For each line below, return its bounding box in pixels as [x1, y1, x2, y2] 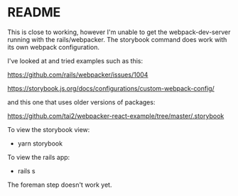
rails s [17, 166, 36, 175]
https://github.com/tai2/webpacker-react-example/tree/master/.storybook [7, 111, 225, 120]
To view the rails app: [7, 153, 70, 161]
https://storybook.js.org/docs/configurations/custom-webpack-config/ [7, 84, 215, 92]
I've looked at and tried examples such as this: [7, 56, 144, 65]
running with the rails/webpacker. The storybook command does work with [7, 35, 227, 43]
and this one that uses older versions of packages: [7, 97, 156, 107]
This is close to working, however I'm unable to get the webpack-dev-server [7, 28, 231, 36]
